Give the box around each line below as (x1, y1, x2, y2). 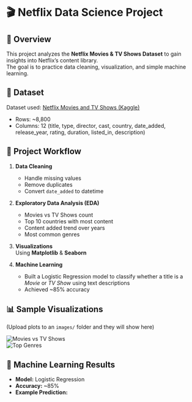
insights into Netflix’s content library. (6, 57, 98, 64)
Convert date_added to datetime (24, 187, 104, 195)
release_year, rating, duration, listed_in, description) (15, 128, 146, 136)
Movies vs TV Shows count (24, 211, 94, 218)
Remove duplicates (24, 181, 73, 188)
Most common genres (24, 231, 80, 238)
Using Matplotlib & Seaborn (15, 249, 87, 256)
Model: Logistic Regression (15, 376, 85, 383)
